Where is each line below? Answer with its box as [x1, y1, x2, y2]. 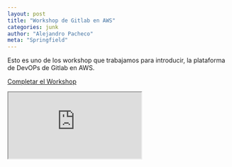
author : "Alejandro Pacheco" [7, 30, 94, 38]
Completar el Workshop [7, 77, 77, 86]
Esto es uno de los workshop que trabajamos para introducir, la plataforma [7, 56, 226, 64]
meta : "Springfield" [7, 37, 69, 44]
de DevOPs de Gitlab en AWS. [7, 64, 95, 72]
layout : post [7, 10, 46, 18]
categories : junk [7, 23, 59, 30]
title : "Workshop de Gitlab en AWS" [7, 17, 116, 24]
